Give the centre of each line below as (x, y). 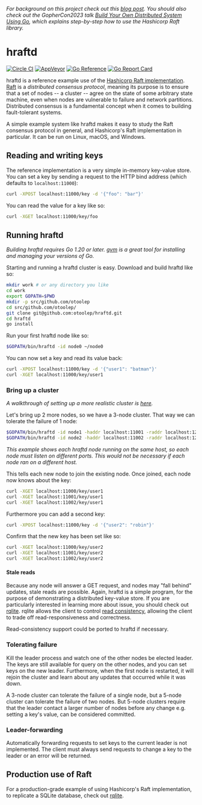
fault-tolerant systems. (34, 112)
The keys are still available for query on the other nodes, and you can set (96, 664)
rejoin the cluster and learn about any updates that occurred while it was (96, 677)
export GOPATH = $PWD (31, 296)
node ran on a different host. (42, 462)
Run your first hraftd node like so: (47, 335)
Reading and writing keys (55, 156)
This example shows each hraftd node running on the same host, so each (98, 449)
